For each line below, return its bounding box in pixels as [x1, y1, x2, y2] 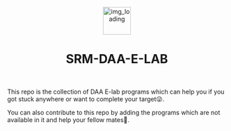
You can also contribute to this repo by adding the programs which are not [7, 108, 221, 116]
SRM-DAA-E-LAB [65, 51, 168, 67]
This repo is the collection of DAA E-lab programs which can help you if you [7, 87, 225, 96]
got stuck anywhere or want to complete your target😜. [7, 94, 165, 103]
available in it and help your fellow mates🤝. [7, 115, 130, 124]
